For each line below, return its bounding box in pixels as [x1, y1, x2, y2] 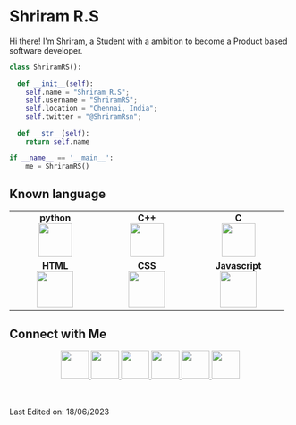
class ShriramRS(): [9, 62, 82, 71]
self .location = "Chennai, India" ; [25, 104, 158, 113]
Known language [9, 186, 106, 202]
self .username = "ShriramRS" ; [25, 96, 139, 104]
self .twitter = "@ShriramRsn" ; [25, 112, 142, 121]
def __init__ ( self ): [17, 79, 94, 88]
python [39, 212, 72, 224]
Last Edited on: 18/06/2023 [9, 406, 110, 417]
